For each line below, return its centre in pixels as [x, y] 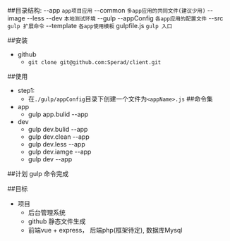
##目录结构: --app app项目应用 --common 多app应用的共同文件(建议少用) [107, 10]
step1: [26, 91]
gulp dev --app [50, 159]
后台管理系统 [47, 212]
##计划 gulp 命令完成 [38, 174]
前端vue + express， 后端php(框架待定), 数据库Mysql [105, 230]
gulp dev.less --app [57, 144]
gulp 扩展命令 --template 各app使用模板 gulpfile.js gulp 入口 [90, 26]
